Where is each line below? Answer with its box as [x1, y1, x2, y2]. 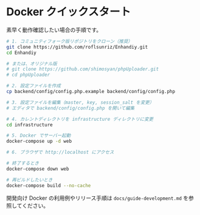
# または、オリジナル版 [6, 61, 58, 67]
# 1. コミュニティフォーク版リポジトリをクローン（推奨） [6, 38, 133, 44]
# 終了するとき [6, 160, 40, 166]
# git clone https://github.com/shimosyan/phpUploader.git [6, 66, 159, 72]
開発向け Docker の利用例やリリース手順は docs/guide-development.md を [6, 194, 189, 202]
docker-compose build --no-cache [6, 182, 91, 188]
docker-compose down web [6, 166, 69, 172]
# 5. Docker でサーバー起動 [6, 132, 71, 139]
